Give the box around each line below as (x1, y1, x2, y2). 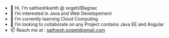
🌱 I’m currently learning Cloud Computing (10, 16, 99, 22)
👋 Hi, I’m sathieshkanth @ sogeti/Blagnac (10, 5, 98, 11)
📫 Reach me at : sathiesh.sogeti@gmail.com (10, 27, 105, 33)
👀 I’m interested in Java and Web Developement (10, 10, 112, 16)
